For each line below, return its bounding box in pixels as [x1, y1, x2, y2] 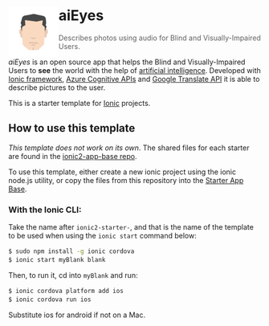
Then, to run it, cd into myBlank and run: [8, 270, 138, 279]
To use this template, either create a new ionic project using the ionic [8, 167, 237, 177]
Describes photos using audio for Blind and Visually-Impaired [59, 33, 261, 43]
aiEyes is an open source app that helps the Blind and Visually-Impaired [8, 57, 246, 67]
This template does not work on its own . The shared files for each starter [8, 143, 250, 153]
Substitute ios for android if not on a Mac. [8, 310, 146, 320]
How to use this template [8, 121, 136, 135]
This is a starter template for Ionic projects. [8, 98, 151, 108]
